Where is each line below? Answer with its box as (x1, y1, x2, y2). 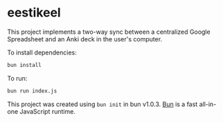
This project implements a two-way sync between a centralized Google (7, 28, 211, 36)
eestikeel (7, 5, 61, 21)
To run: (7, 74, 28, 82)
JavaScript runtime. (19, 107, 76, 115)
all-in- (199, 100, 217, 108)
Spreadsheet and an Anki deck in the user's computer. (7, 34, 163, 43)
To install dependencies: (7, 48, 78, 57)
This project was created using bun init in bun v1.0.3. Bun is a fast (7, 100, 198, 108)
